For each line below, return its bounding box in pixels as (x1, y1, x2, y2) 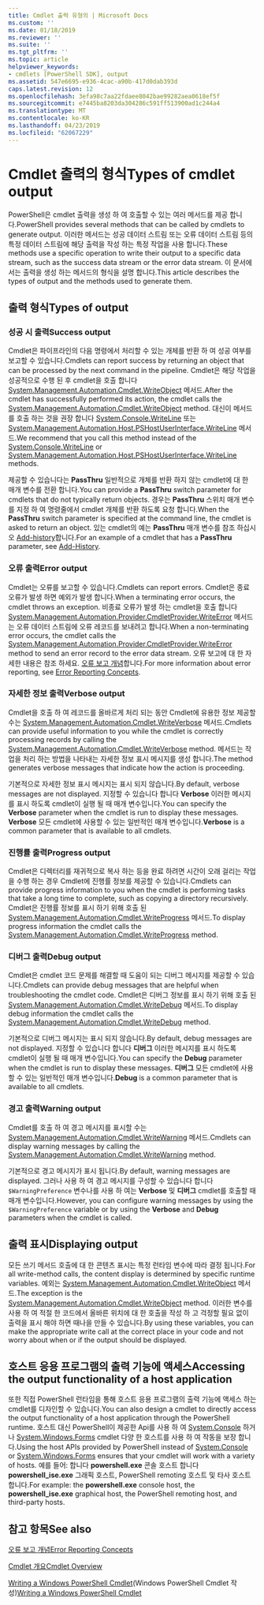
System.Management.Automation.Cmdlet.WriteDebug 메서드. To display (8, 1000, 239, 1010)
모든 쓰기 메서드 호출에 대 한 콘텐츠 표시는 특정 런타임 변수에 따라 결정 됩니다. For (8, 1260, 256, 1270)
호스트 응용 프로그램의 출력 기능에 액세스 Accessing (8, 1360, 246, 1373)
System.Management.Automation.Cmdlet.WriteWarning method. (8, 1149, 217, 1159)
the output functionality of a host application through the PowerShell (8, 1413, 230, 1423)
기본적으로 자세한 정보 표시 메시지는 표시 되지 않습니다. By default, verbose (8, 778, 240, 789)
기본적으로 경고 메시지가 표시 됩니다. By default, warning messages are (8, 1166, 231, 1175)
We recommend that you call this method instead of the (16, 433, 197, 442)
